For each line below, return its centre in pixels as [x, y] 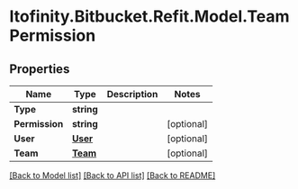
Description [132, 94]
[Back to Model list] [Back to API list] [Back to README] [113, 175]
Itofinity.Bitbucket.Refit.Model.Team [149, 17]
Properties [40, 69]
